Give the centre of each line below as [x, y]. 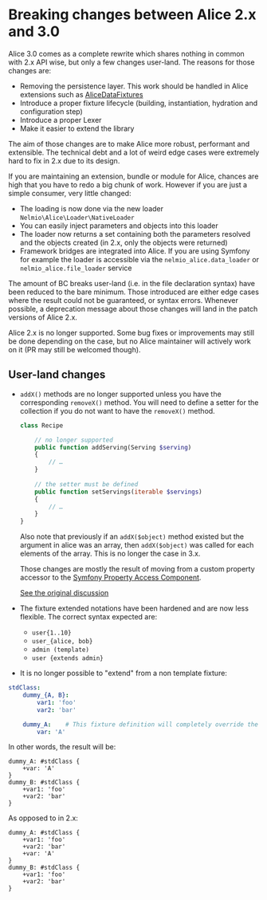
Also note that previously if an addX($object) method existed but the [132, 536]
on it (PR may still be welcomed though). [75, 349]
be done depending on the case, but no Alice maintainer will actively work [130, 341]
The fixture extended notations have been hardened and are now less [134, 608]
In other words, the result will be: [62, 747]
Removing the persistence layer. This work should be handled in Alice [134, 86]
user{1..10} [51, 633]
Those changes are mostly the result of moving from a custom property [137, 569]
